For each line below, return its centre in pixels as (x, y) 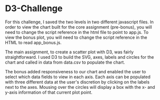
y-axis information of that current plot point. (49, 92)
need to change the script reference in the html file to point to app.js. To (77, 32)
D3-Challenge (34, 8)
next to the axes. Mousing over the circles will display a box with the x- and (80, 87)
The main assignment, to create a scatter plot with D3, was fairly (69, 52)
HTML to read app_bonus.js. (33, 42)
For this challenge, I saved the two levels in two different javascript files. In (79, 22)
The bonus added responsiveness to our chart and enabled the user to (76, 71)
